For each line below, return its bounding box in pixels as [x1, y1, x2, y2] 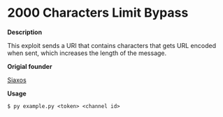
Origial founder [7, 62, 52, 70]
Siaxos [7, 75, 27, 84]
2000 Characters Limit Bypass [7, 5, 189, 21]
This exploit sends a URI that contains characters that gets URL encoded [7, 41, 217, 49]
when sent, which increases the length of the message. [7, 49, 167, 57]
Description [7, 28, 43, 36]
